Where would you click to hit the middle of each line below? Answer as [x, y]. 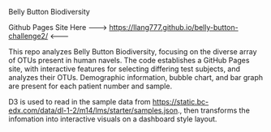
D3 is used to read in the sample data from [80, 102]
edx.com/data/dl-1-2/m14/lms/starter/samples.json [93, 110]
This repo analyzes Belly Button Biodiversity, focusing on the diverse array [133, 51]
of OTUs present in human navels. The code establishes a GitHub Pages [129, 60]
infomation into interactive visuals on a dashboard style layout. [113, 119]
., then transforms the [213, 110]
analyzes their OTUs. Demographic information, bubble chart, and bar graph [136, 77]
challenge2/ [28, 36]
